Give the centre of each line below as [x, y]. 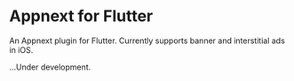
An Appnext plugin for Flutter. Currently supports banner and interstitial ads [147, 40]
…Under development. [50, 67]
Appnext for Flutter [81, 16]
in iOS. [21, 49]
